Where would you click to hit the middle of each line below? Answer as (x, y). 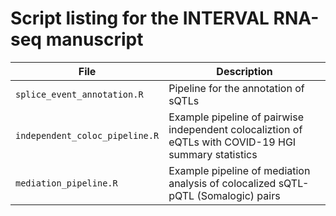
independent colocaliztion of (235, 129)
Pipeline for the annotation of (236, 88)
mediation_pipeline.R (66, 183)
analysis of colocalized (222, 183)
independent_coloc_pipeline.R (87, 135)
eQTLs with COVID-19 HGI (232, 142)
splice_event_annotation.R (79, 94)
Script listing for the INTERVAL (140, 18)
